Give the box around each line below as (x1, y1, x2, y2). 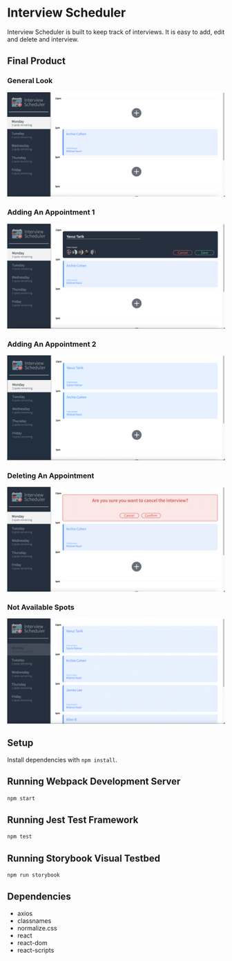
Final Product (7, 55, 66, 67)
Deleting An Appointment (7, 471, 95, 480)
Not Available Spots (7, 602, 75, 612)
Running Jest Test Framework (7, 814, 139, 825)
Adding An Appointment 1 (7, 208, 95, 217)
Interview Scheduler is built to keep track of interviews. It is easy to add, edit (7, 28, 225, 36)
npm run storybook (7, 872, 60, 879)
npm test (7, 833, 32, 841)
